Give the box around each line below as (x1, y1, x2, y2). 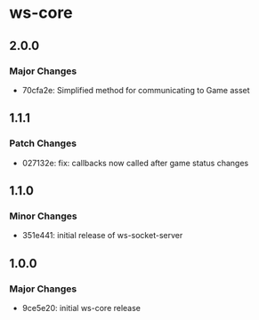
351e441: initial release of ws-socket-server (21, 230, 183, 241)
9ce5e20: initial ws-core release (21, 302, 141, 313)
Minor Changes (9, 210, 77, 222)
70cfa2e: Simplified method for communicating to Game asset (21, 84, 251, 95)
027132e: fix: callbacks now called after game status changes (21, 157, 249, 168)
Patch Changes (9, 137, 77, 149)
